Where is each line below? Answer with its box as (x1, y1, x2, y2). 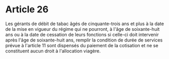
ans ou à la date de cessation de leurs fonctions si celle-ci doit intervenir (5, 31, 159, 37)
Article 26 (5, 4, 49, 15)
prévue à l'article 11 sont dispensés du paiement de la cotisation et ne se (5, 42, 158, 48)
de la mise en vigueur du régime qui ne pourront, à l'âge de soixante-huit (5, 26, 160, 32)
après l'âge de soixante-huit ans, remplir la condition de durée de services (5, 37, 163, 43)
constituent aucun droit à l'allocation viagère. (5, 48, 101, 54)
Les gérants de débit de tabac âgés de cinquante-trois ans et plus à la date (5, 21, 164, 27)
